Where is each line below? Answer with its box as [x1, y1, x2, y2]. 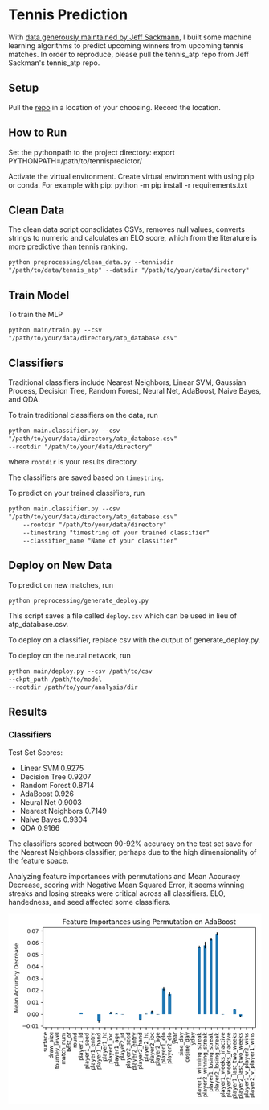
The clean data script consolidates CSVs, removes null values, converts [8, 225, 245, 234]
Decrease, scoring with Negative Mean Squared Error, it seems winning [8, 880, 245, 889]
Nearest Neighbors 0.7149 [19, 806, 107, 815]
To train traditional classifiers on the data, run [8, 411, 159, 419]
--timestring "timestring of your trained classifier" [22, 529, 210, 537]
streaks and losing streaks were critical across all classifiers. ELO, [8, 888, 226, 898]
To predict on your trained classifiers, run [8, 489, 145, 497]
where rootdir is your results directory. [8, 457, 139, 466]
